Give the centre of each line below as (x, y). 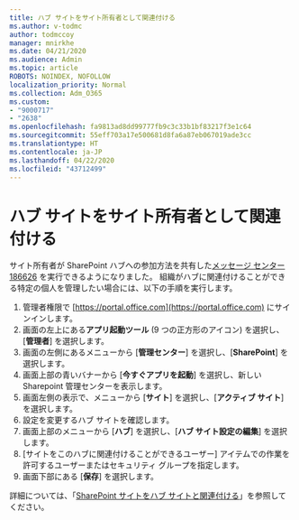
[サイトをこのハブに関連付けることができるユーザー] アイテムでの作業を (156, 454)
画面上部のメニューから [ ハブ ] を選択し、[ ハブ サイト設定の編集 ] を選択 (155, 432)
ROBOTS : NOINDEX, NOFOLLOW (60, 77)
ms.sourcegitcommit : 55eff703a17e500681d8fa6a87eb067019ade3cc (131, 135)
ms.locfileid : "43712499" (58, 169)
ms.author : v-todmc (46, 26)
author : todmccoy (42, 34)
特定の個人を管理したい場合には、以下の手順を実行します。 (127, 288)
